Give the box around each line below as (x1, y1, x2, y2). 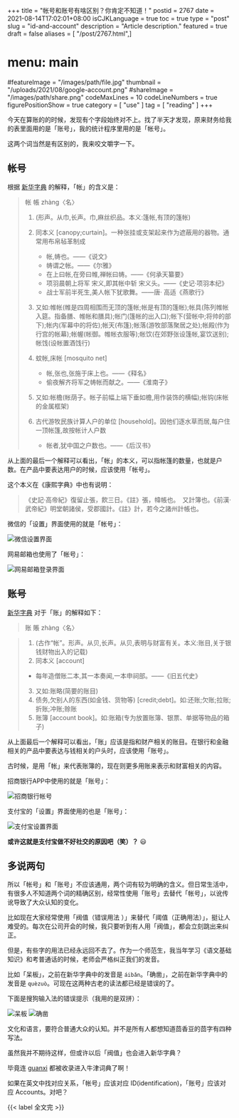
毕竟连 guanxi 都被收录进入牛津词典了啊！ (7, 1064, 130, 1072)
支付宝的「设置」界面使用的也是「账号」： (7, 806, 129, 815)
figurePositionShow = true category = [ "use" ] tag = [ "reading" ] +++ (7, 101, 213, 109)
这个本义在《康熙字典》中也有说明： (7, 480, 114, 488)
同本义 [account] (35, 656, 85, 665)
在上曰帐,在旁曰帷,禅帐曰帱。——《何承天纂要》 (46, 270, 187, 278)
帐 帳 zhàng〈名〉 (24, 198, 78, 206)
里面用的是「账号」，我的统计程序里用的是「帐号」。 (19, 124, 169, 133)
